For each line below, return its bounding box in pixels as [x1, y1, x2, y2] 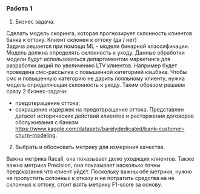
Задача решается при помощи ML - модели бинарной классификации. [6, 42, 190, 50]
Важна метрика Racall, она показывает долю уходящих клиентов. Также [6, 155, 195, 162]
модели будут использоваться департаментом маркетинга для [6, 56, 171, 63]
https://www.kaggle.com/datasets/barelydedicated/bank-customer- [15, 125, 185, 133]
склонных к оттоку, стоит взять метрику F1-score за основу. [6, 181, 162, 189]
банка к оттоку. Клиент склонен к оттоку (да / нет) [6, 36, 138, 44]
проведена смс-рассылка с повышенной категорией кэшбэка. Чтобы [6, 69, 187, 76]
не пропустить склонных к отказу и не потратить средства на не [6, 175, 175, 182]
